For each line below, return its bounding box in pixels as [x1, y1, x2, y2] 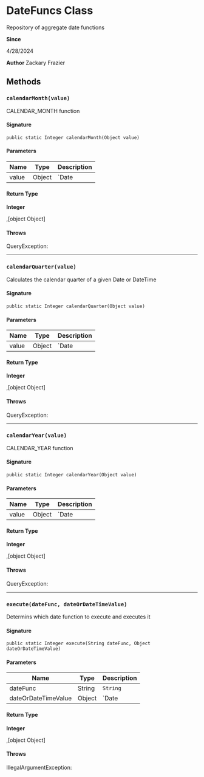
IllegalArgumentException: [6, 764, 72, 771]
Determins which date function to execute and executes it [6, 613, 151, 620]
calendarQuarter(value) [6, 264, 77, 270]
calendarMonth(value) [6, 95, 70, 102]
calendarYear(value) [6, 432, 67, 439]
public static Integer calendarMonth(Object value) [6, 134, 140, 140]
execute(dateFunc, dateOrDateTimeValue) [6, 601, 127, 608]
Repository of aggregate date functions [6, 24, 105, 31]
